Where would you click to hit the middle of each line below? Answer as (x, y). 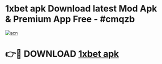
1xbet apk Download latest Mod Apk (81, 9)
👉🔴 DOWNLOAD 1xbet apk (62, 54)
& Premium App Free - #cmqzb (70, 19)
